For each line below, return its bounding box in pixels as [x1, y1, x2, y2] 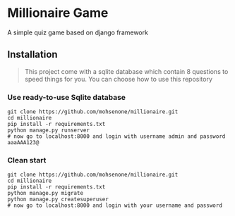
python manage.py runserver [7, 127, 90, 134]
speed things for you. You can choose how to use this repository [24, 75, 213, 83]
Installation [7, 49, 58, 61]
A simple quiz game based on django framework [7, 28, 148, 37]
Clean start [7, 155, 47, 165]
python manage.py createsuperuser [7, 196, 109, 203]
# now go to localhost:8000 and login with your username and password [7, 202, 222, 209]
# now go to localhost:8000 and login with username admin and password [7, 133, 226, 140]
